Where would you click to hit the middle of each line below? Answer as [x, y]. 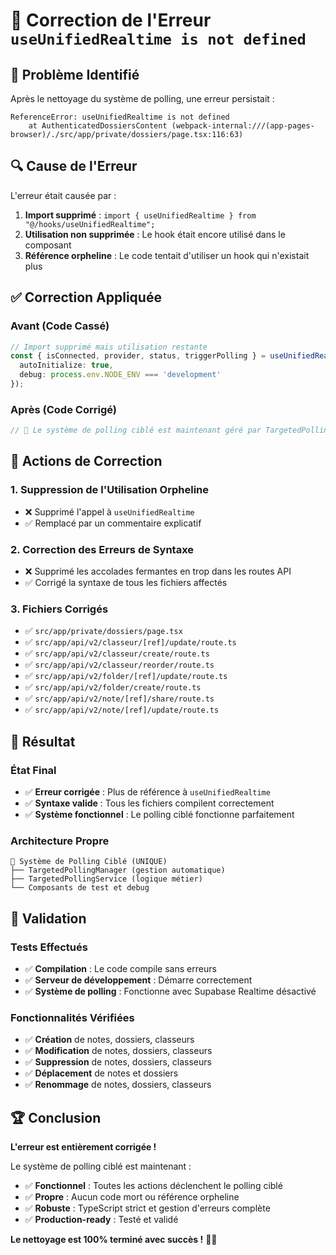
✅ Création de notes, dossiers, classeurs [109, 1040]
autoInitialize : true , [66, 365]
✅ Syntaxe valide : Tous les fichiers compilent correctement [149, 803]
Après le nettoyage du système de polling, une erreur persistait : [142, 98]
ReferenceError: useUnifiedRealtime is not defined [120, 117]
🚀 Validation [48, 918]
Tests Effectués [49, 947]
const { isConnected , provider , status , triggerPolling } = [138, 356]
